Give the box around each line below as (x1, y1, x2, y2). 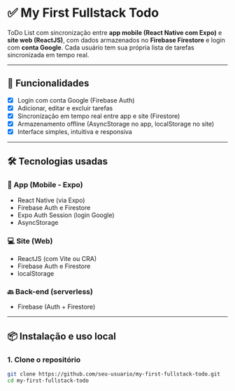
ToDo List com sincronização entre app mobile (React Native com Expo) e (7, 28, 222, 36)
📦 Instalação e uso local (7, 330, 117, 342)
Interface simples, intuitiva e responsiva (17, 128, 133, 135)
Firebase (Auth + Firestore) (17, 302, 96, 311)
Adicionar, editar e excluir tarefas (17, 103, 113, 112)
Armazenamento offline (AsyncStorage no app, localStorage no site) (17, 119, 215, 128)
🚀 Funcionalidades (7, 78, 90, 89)
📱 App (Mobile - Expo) (7, 180, 83, 190)
